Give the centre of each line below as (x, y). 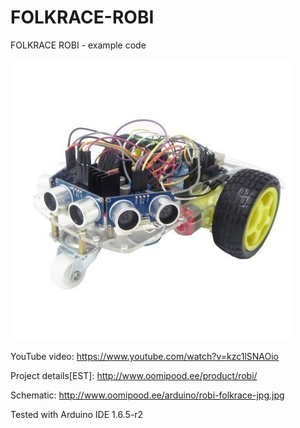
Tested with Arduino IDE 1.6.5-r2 (76, 414)
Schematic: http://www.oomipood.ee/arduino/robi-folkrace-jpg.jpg (147, 395)
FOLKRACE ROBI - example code (78, 45)
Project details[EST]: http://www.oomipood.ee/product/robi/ (134, 375)
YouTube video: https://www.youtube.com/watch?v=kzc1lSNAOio (145, 356)
